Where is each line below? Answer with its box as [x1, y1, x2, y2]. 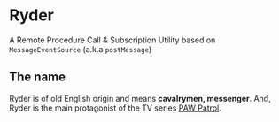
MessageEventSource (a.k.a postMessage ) [9, 43, 152, 54]
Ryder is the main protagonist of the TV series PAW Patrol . [9, 103, 221, 113]
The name [9, 70, 66, 85]
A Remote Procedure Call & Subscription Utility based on [9, 34, 216, 45]
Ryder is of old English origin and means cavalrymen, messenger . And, [9, 93, 272, 103]
